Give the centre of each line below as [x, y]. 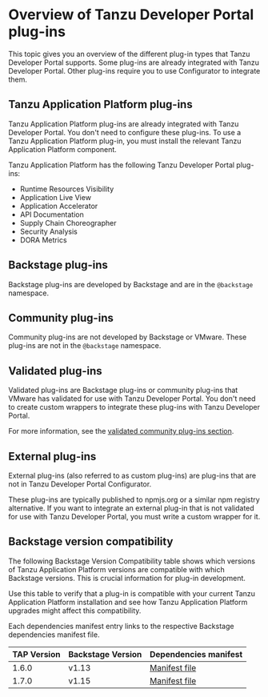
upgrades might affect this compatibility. [75, 611]
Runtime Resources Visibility [67, 189]
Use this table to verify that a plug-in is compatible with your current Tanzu [132, 593]
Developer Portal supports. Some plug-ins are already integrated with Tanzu [134, 62]
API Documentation [52, 214]
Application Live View [56, 197]
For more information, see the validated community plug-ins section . [121, 431]
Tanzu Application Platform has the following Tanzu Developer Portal [121, 165]
